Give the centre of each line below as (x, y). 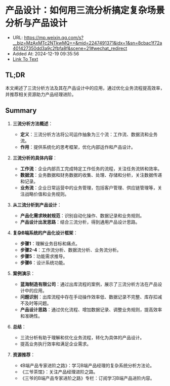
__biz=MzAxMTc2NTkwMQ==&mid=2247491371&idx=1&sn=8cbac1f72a (87, 43)
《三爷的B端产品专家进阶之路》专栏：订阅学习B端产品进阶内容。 (87, 378)
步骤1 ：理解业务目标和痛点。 (50, 243)
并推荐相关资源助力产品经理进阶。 (41, 94)
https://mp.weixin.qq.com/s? (54, 37)
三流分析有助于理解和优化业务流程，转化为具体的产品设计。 (82, 337)
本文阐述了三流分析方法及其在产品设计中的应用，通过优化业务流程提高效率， (85, 88)
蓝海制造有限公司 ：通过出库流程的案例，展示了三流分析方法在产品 (89, 284)
